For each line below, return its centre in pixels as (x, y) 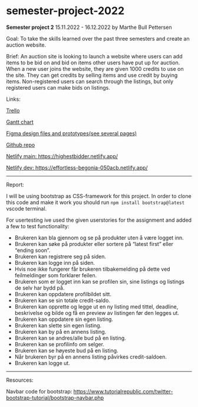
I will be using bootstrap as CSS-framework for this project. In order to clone (99, 196)
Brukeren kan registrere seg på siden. (60, 256)
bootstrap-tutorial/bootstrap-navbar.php (55, 398)
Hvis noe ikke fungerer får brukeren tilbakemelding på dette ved (92, 269)
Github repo (21, 145)
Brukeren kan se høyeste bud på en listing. (67, 350)
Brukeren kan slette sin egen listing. (58, 325)
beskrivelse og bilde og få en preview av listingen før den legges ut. (97, 313)
